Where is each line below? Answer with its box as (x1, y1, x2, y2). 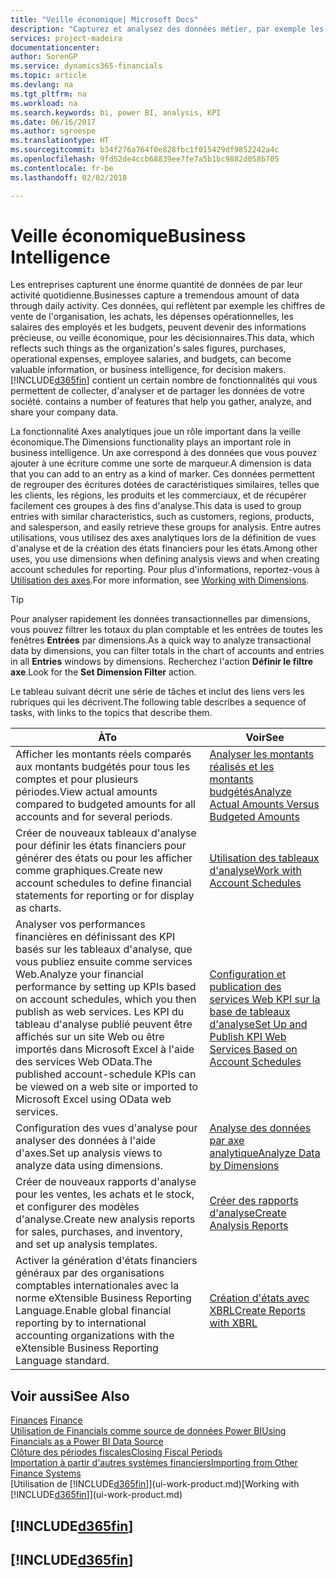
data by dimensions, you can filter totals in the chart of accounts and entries (10, 645, 325, 657)
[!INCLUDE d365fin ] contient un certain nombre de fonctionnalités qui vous (10, 374, 318, 386)
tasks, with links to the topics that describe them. (10, 707, 213, 719)
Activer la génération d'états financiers (15, 1254, 198, 1268)
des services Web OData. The (15, 1055, 153, 1069)
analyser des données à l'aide (15, 1134, 156, 1148)
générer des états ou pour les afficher (15, 851, 193, 865)
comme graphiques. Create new (15, 864, 163, 878)
